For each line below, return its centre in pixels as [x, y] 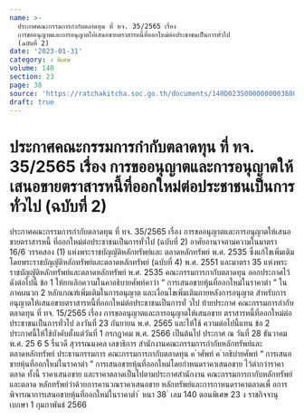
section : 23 [32, 77]
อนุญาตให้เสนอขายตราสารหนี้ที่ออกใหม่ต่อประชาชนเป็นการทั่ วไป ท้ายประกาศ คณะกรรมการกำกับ [152, 303]
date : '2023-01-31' [46, 52]
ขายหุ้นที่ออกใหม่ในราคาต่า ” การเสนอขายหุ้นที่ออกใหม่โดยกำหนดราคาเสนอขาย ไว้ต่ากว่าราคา [147, 364]
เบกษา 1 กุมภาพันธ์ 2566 [48, 405]
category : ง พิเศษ [40, 60]
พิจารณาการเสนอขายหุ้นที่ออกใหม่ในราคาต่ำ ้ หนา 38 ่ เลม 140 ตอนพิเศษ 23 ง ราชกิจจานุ [144, 395]
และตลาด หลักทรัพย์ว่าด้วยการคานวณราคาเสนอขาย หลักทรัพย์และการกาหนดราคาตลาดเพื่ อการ [148, 385]
